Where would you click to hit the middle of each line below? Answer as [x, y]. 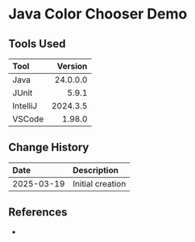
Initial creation [99, 183]
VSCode [28, 119]
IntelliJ [25, 106]
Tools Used [37, 44]
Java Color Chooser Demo [98, 14]
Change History [49, 148]
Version [72, 66]
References [38, 213]
